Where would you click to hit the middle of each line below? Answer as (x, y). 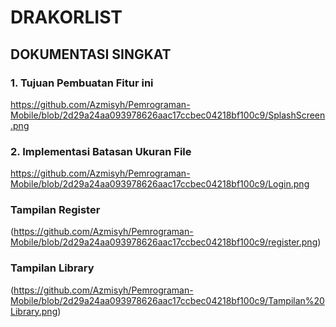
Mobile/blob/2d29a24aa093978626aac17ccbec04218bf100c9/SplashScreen (168, 115)
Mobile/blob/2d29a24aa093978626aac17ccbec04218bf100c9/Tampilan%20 (167, 300)
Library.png (34, 311)
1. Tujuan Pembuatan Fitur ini (82, 83)
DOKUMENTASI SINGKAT (91, 54)
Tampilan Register (55, 210)
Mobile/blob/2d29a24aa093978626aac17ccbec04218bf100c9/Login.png (160, 184)
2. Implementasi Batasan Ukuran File (101, 151)
